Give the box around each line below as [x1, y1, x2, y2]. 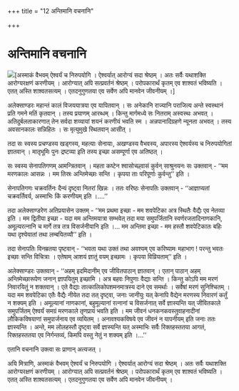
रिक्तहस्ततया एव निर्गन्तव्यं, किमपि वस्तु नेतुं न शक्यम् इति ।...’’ [7, 330, 147, 339]
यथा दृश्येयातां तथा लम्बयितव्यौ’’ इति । [7, 230, 93, 239]
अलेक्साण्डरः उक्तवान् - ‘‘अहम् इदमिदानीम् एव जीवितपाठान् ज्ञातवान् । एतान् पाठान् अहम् [7, 266, 201, 275]
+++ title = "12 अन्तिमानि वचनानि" [7, 7, 94, 15]
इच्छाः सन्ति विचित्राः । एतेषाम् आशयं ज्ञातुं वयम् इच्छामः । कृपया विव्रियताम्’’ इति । [7, 252, 188, 261]
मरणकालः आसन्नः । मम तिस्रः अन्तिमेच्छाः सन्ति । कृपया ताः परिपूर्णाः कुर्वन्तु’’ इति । [7, 170, 190, 178]
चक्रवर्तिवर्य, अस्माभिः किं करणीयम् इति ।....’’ [7, 192, 108, 200]
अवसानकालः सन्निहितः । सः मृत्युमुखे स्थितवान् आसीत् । [7, 125, 132, 133]
